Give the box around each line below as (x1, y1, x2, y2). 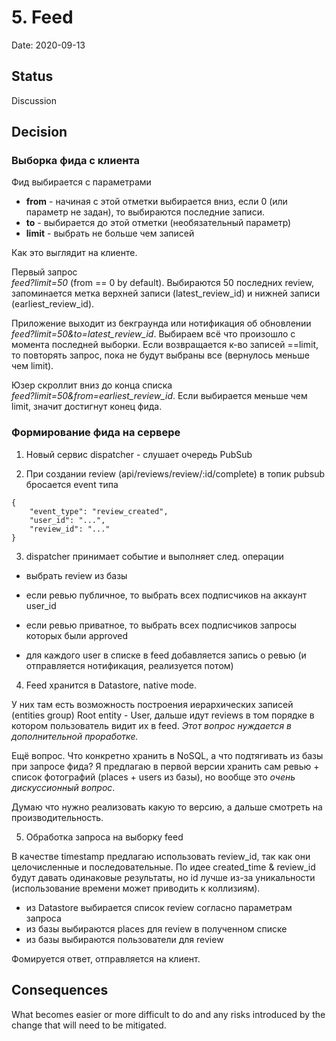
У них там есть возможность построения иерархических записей (11, 698, 294, 710)
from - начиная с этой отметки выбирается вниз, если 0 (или (25, 196, 288, 208)
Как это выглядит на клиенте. (11, 247, 138, 259)
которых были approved (25, 629, 128, 641)
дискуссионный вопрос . (11, 781, 116, 793)
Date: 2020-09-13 (11, 39, 86, 51)
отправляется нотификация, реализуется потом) (25, 659, 234, 671)
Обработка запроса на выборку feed (25, 831, 184, 843)
